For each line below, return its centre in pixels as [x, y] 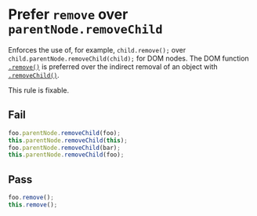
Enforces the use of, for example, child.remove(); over [97, 49]
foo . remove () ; [31, 198]
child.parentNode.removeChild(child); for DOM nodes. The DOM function [128, 58]
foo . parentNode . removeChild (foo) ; [65, 133]
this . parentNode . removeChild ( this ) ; [68, 140]
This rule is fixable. [39, 90]
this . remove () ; [33, 205]
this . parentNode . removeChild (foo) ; [66, 155]
